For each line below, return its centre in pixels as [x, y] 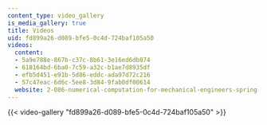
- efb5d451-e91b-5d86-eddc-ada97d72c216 [82, 75]
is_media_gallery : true [47, 23]
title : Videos [31, 30]
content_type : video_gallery [56, 16]
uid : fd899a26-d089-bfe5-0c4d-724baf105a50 [81, 38]
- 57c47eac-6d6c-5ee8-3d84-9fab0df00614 [82, 82]
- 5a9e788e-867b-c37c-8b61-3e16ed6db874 [82, 61]
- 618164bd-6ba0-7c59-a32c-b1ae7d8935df [82, 68]
